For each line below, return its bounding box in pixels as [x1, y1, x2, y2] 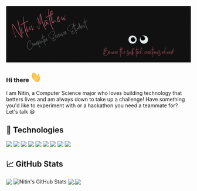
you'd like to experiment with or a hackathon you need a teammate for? [6, 102, 178, 109]
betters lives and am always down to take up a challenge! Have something [6, 95, 185, 103]
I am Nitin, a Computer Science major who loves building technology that [6, 89, 182, 96]
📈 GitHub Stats [6, 159, 63, 169]
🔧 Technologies [6, 125, 64, 135]
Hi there [6, 76, 29, 84]
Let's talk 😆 [6, 108, 35, 115]
